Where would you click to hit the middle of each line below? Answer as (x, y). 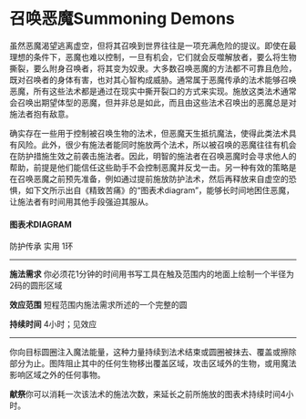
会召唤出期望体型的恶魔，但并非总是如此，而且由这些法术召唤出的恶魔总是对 (153, 102)
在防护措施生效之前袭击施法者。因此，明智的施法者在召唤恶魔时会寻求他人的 (153, 156)
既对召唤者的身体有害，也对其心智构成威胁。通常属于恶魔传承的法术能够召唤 (153, 79)
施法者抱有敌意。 (41, 114)
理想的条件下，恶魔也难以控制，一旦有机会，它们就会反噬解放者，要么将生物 (153, 56)
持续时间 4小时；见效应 (53, 324)
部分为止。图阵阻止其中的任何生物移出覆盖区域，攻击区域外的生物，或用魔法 (153, 363)
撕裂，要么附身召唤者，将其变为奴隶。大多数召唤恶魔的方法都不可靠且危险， (153, 68)
